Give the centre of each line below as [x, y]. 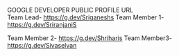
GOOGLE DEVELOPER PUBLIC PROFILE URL [70, 10]
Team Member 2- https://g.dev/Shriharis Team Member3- [89, 38]
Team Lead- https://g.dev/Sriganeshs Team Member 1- [86, 17]
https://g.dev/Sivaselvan [42, 45]
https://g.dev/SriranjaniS [42, 25]
